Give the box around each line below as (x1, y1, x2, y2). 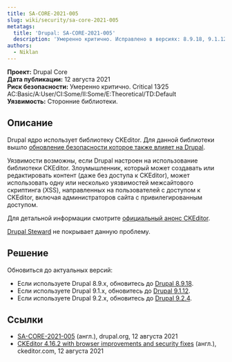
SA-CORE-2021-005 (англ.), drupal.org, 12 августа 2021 (17, 332, 178, 341)
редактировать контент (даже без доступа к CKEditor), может (7, 171, 190, 179)
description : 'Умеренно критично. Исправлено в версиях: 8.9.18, (13, 36, 206, 43)
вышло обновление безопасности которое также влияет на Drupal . (7, 143, 206, 151)
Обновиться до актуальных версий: (7, 266, 113, 274)
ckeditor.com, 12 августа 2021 (17, 347, 104, 355)
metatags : (7, 23, 36, 30)
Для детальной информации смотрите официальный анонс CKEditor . (7, 214, 211, 222)
